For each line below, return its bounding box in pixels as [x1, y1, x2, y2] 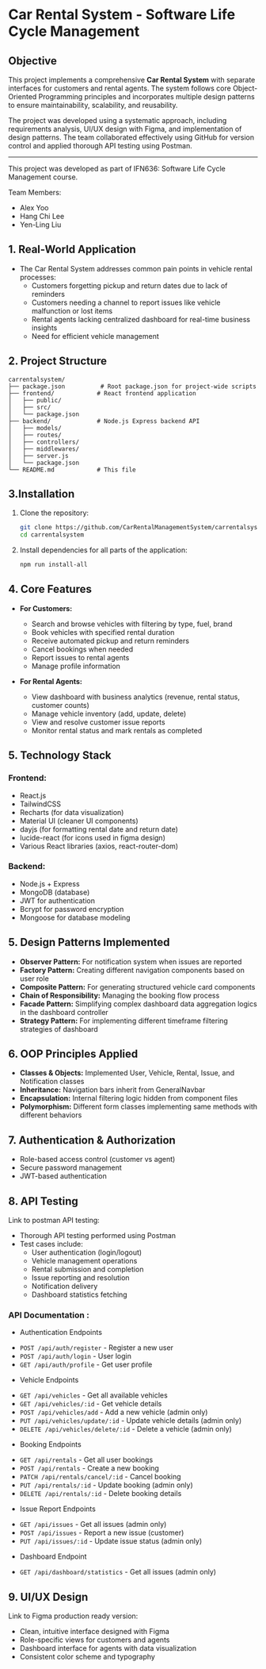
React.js [19, 790, 47, 800]
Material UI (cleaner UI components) [19, 816, 139, 825]
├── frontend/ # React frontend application [8, 389, 196, 398]
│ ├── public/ [8, 396, 62, 404]
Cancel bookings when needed [31, 644, 134, 654]
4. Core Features [8, 583, 93, 596]
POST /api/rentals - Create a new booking [19, 1463, 160, 1473]
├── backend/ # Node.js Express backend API [8, 417, 200, 425]
